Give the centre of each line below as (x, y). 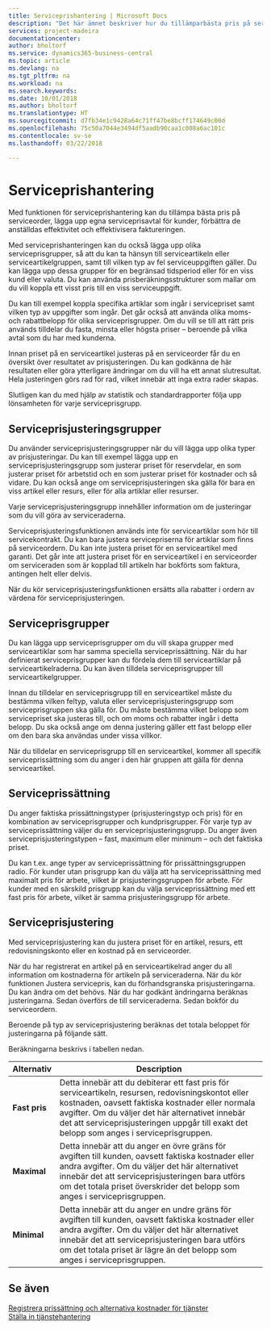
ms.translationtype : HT (48, 114)
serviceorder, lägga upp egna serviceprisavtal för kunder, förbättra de (125, 221)
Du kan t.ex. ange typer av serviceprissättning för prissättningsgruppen (127, 863)
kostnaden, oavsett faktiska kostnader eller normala (157, 1102)
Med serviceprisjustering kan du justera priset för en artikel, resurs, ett (126, 942)
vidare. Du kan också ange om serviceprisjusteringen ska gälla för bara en (132, 483)
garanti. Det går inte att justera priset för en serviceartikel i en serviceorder (133, 556)
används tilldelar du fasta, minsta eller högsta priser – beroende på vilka (128, 329)
